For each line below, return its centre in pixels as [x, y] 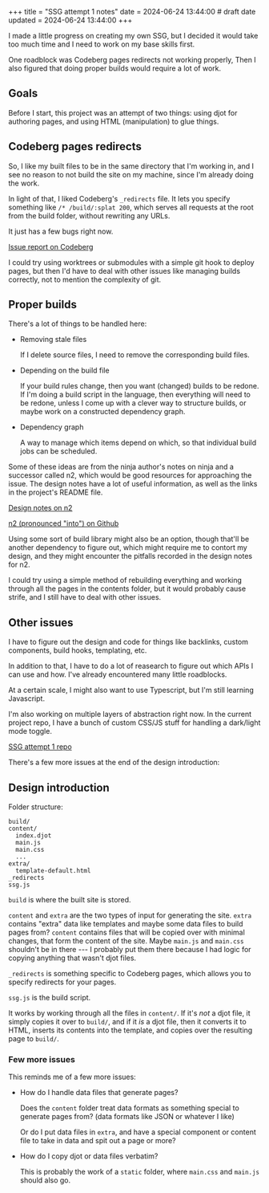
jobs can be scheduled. [58, 451]
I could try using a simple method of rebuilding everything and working [125, 580]
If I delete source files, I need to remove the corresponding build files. [134, 355]
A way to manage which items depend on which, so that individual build [138, 443]
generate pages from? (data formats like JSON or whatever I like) [127, 1117]
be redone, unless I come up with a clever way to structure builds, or [133, 403]
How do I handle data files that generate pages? [99, 1093]
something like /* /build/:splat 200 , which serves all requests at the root [131, 207]
